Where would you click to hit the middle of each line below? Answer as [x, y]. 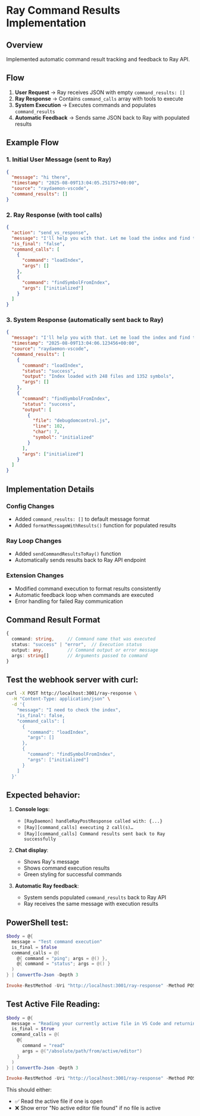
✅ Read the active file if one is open [59, 1101]
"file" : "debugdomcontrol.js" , [71, 421]
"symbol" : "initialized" [63, 437]
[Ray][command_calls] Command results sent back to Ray [94, 834]
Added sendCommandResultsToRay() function [68, 554]
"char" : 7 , [46, 432]
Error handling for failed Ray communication [69, 601]
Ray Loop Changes [34, 540]
